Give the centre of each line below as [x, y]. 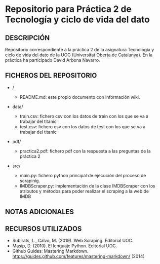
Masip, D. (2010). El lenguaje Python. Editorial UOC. [65, 246]
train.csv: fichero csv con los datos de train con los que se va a [84, 116]
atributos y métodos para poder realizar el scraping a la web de [84, 191]
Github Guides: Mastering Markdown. [50, 251]
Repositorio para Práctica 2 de [68, 9]
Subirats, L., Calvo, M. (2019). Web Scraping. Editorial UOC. [73, 241]
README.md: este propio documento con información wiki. [80, 97]
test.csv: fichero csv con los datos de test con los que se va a [82, 126]
